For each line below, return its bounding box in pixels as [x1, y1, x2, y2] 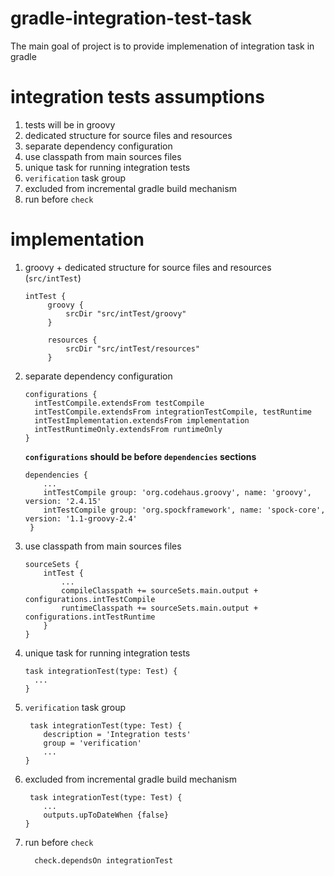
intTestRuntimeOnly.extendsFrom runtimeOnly [34, 424, 223, 434]
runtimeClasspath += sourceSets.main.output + [61, 603, 259, 613]
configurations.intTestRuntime [24, 612, 156, 622]
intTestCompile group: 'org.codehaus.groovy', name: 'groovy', [43, 487, 312, 497]
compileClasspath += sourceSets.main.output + [61, 585, 259, 596]
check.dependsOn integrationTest [34, 855, 174, 866]
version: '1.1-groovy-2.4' [24, 513, 138, 524]
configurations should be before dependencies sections [24, 450, 257, 462]
